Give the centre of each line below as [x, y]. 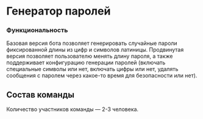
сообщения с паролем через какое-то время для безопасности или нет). [102, 76]
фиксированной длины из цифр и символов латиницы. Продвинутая [95, 50]
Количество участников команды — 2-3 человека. [73, 109]
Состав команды [41, 94]
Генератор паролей [59, 11]
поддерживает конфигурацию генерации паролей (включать [86, 63]
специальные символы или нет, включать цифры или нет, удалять [92, 69]
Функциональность [37, 30]
